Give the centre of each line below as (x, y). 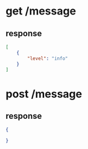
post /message (44, 94)
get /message (41, 11)
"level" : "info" (48, 59)
